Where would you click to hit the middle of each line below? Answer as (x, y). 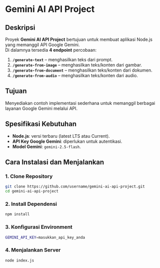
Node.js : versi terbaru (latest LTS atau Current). (61, 136)
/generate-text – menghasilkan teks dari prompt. (62, 60)
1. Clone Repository (29, 176)
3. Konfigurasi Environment (39, 227)
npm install (17, 214)
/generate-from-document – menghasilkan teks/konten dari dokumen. (82, 70)
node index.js (20, 260)
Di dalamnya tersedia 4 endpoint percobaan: (51, 50)
